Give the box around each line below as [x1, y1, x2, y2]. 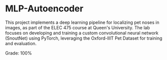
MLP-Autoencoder [5, 3, 84, 14]
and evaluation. [5, 40, 37, 46]
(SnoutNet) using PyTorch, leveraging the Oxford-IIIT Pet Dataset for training [5, 35, 163, 41]
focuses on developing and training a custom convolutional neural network [5, 30, 159, 36]
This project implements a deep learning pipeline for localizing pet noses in [5, 19, 160, 25]
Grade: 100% [5, 50, 32, 56]
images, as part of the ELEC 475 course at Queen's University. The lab [5, 24, 150, 30]
